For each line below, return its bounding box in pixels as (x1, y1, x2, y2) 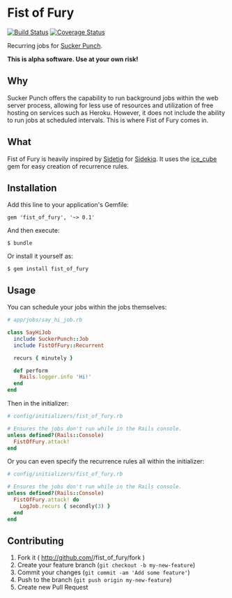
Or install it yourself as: (7, 252, 73, 261)
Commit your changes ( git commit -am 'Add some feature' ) (17, 568, 190, 576)
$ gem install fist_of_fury (7, 266, 89, 273)
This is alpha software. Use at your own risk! (7, 54, 139, 63)
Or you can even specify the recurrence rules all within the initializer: (7, 457, 205, 466)
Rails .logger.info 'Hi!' (20, 374, 92, 381)
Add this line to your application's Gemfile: (7, 201, 129, 209)
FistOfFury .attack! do (13, 496, 79, 503)
